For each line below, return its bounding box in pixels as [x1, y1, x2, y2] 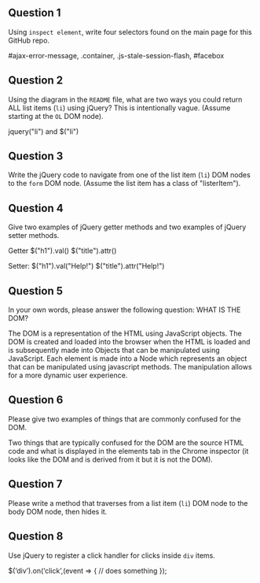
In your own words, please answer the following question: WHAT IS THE [8, 305, 241, 314]
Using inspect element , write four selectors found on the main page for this [8, 27, 253, 36]
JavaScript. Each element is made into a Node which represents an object [8, 354, 247, 363]
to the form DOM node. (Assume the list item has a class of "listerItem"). [8, 179, 241, 188]
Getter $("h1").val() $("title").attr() [8, 246, 117, 255]
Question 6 [8, 393, 64, 407]
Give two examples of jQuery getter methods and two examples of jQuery [8, 222, 247, 232]
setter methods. [8, 231, 60, 240]
